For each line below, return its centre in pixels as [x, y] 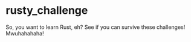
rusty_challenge [47, 10]
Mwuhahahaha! [25, 33]
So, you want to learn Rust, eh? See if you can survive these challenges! [95, 27]
